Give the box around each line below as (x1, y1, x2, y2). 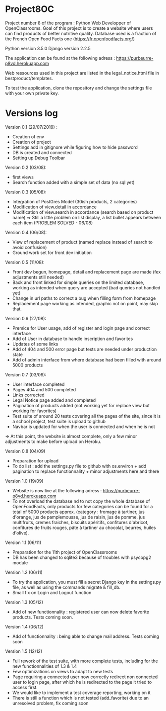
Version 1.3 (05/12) (5, 599, 44, 605)
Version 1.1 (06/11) (5, 539, 42, 545)
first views (12, 174, 34, 180)
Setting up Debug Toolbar (12, 155, 65, 161)
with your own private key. (5, 90, 59, 96)
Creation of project (12, 139, 51, 145)
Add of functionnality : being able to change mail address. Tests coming (12, 633, 160, 639)
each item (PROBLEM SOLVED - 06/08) (12, 220, 93, 226)
